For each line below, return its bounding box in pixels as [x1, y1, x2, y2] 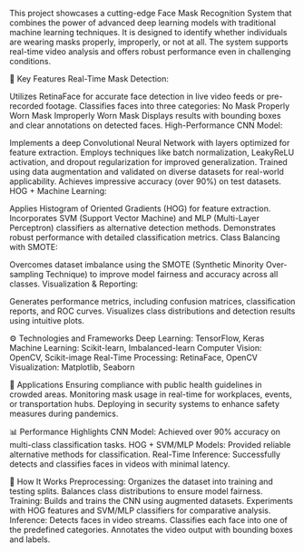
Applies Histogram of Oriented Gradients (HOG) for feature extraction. [9, 203, 271, 214]
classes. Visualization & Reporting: [9, 278, 139, 289]
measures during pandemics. [9, 408, 119, 419]
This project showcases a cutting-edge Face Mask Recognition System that [9, 8, 292, 18]
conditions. [9, 56, 52, 66]
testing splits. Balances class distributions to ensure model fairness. [9, 486, 263, 497]
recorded [9, 101, 44, 111]
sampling [9, 269, 44, 279]
